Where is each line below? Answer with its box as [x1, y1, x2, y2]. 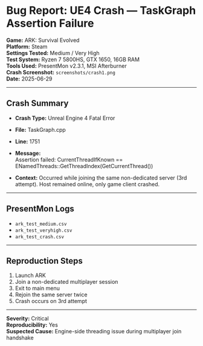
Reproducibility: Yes [6, 321, 59, 328]
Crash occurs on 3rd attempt [14, 298, 88, 305]
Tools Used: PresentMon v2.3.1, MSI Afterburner [6, 62, 127, 70]
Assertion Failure [6, 16, 94, 30]
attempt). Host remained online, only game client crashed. [14, 180, 160, 188]
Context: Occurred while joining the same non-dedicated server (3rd [14, 174, 187, 181]
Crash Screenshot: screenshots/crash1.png [6, 68, 116, 76]
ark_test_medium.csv [14, 221, 67, 227]
